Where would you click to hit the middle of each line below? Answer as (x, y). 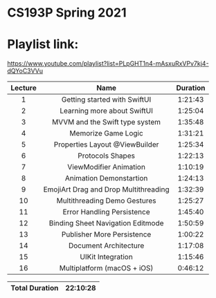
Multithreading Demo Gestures (106, 201)
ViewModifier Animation (106, 167)
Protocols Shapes (106, 156)
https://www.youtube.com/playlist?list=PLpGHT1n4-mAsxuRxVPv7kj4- (108, 64)
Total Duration (35, 288)
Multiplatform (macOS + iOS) (106, 268)
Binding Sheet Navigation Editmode (106, 223)
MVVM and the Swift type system (106, 122)
